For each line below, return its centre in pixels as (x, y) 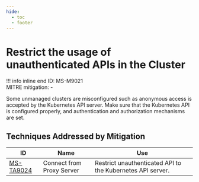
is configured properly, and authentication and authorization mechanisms (96, 111)
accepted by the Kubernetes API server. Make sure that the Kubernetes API (98, 105)
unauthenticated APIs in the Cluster (96, 64)
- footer (22, 23)
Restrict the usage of (59, 52)
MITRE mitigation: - (30, 87)
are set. (15, 118)
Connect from (62, 163)
